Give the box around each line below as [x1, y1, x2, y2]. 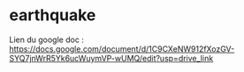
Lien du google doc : [9, 34, 84, 45]
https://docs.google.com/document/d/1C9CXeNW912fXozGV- [9, 43, 235, 54]
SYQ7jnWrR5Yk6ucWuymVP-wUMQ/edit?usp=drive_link [9, 53, 214, 63]
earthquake [9, 5, 96, 25]
